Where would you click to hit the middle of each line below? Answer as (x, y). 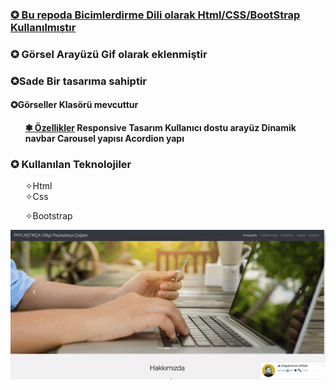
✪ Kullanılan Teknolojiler (71, 164)
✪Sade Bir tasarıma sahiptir (79, 81)
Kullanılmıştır (43, 27)
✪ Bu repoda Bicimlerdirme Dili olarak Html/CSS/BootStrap (155, 15)
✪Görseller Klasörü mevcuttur (74, 105)
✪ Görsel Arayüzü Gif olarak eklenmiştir (109, 54)
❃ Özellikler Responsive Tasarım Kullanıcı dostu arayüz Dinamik (160, 127)
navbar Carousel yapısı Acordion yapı (104, 138)
